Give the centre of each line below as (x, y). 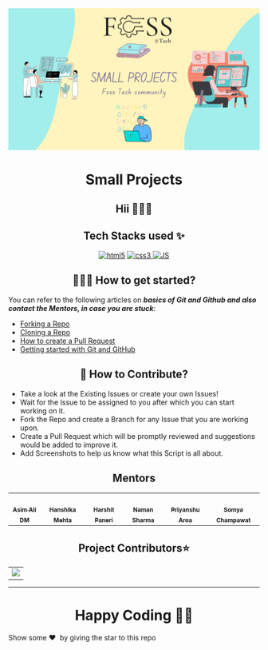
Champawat (234, 520)
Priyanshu (185, 510)
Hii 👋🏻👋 (134, 209)
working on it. (42, 410)
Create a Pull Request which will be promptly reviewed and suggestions (137, 436)
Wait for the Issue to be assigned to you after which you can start (127, 402)
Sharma (143, 520)
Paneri (104, 520)
